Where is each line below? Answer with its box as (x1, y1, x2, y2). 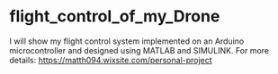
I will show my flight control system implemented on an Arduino (9, 36, 245, 46)
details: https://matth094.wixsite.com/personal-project (9, 54, 213, 65)
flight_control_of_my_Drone (9, 6, 220, 27)
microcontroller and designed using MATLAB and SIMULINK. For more (9, 45, 270, 55)
